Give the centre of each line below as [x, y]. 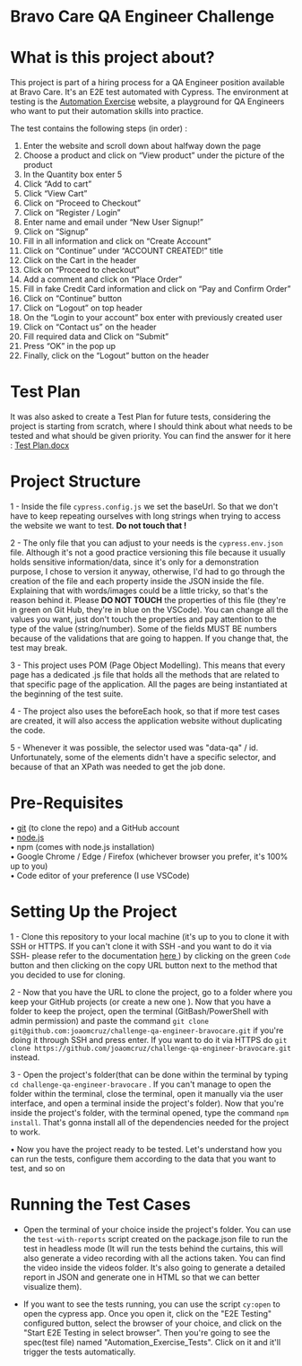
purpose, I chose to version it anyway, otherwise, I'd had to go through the [148, 571]
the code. [28, 730]
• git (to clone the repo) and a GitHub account [95, 827]
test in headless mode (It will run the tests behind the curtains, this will [153, 1248]
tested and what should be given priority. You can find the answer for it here [151, 436]
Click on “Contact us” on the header [90, 327]
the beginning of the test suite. [67, 694]
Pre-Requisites [67, 803]
